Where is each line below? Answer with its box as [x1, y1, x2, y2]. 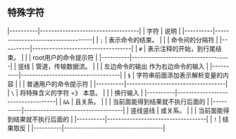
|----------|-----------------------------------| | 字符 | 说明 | [7, 27, 181, 35]
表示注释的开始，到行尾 [147, 44, 216, 53]
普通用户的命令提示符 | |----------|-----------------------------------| [26, 80, 228, 88]
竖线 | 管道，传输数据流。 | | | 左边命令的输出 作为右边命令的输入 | [17, 62, 209, 71]
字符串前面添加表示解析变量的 [136, 71, 223, 79]
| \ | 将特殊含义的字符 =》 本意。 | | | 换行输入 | [7, 88, 143, 97]
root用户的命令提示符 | [32, 53, 98, 61]
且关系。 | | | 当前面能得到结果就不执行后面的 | [75, 97, 209, 106]
